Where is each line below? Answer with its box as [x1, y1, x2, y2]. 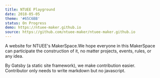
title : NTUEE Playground [5, 7, 55, 12]
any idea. [5, 53, 23, 59]
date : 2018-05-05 [5, 12, 40, 16]
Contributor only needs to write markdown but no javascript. [5, 68, 126, 73]
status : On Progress [5, 20, 47, 26]
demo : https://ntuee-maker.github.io [5, 25, 81, 30]
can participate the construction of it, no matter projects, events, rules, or [5, 48, 152, 54]
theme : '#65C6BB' [5, 16, 40, 21]
